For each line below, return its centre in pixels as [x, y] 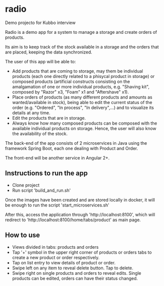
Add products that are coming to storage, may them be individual [77, 71]
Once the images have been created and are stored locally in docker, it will [80, 200]
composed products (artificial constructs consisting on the [71, 81]
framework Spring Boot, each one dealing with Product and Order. [72, 148]
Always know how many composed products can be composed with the [84, 123]
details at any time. [31, 113]
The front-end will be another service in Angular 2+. [57, 157]
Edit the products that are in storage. [49, 118]
